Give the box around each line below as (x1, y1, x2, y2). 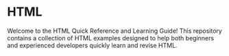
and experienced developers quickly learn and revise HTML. (7, 41, 178, 49)
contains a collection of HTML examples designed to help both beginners (7, 33, 215, 42)
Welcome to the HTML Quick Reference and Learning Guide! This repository (7, 27, 223, 35)
